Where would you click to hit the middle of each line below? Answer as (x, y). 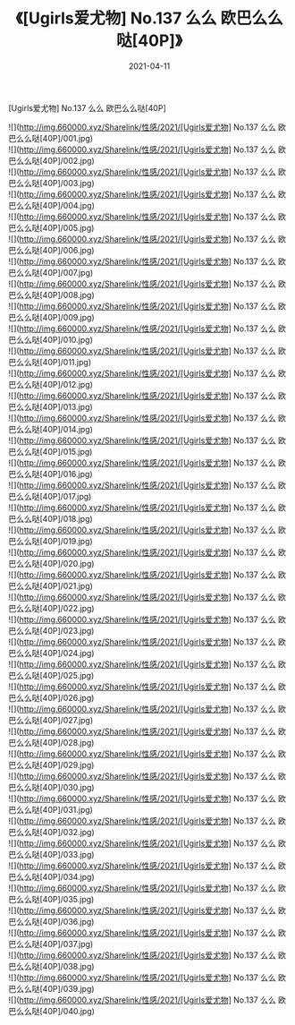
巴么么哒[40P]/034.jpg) (51, 876)
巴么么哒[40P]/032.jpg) (51, 832)
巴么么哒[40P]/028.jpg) (51, 742)
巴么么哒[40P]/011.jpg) (50, 362)
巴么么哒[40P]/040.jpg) (52, 1011)
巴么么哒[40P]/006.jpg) (51, 250)
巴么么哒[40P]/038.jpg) (51, 966)
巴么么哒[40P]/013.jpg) (51, 406)
